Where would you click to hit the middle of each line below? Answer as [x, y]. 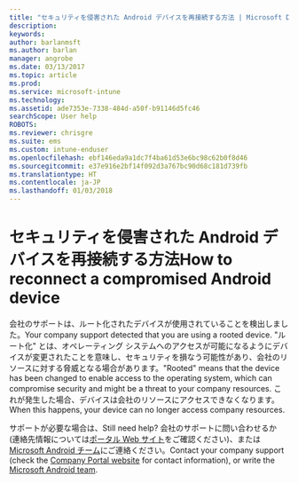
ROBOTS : [24, 125]
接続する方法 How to [160, 260]
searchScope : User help [53, 116]
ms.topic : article [43, 75]
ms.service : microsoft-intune [65, 91]
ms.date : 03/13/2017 [47, 67]
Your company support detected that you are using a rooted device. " [152, 335]
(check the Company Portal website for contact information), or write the [142, 460]
